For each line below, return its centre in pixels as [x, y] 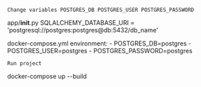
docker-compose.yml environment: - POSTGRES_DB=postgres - [99, 43]
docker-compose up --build [47, 76]
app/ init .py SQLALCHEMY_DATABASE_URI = [71, 23]
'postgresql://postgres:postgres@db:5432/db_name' [83, 30]
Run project [24, 64]
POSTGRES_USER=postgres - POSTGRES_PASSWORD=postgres [100, 51]
